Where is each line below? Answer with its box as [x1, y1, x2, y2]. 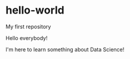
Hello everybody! [5, 34, 48, 41]
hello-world [5, 4, 65, 17]
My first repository [5, 23, 51, 30]
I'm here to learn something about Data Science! [5, 45, 125, 53]
